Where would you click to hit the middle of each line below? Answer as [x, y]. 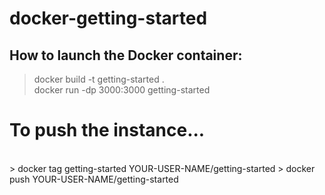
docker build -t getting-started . [99, 79]
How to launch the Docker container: [126, 55]
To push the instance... [107, 130]
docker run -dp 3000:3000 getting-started [122, 90]
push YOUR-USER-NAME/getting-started [94, 179]
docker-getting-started [108, 18]
